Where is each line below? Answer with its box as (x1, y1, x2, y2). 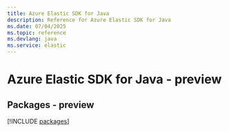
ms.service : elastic (7, 42, 67, 49)
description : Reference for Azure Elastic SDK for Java (7, 16, 171, 23)
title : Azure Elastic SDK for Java (7, 10, 110, 17)
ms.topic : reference (7, 29, 67, 36)
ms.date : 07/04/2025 (7, 23, 67, 30)
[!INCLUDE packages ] (7, 118, 70, 125)
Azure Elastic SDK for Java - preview (7, 71, 222, 87)
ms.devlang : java (7, 36, 57, 43)
